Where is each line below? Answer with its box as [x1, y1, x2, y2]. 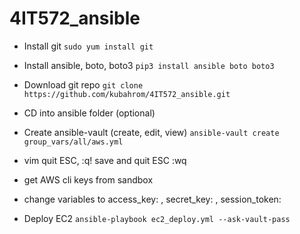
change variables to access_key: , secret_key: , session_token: [23, 193, 282, 205]
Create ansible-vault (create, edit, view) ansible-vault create [23, 126, 280, 138]
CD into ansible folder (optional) [23, 107, 156, 119]
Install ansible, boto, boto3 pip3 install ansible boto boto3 [23, 59, 275, 71]
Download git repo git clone [23, 78, 144, 91]
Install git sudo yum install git [23, 40, 154, 52]
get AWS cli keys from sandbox [23, 173, 154, 186]
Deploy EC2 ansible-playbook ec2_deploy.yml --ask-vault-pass [23, 212, 291, 224]
